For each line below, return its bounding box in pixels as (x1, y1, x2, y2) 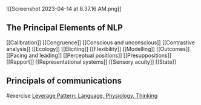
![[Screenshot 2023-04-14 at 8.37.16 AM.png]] (6, 5, 122, 12)
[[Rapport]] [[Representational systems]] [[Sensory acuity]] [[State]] (6, 58, 177, 66)
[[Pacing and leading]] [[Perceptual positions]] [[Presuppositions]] (6, 52, 171, 59)
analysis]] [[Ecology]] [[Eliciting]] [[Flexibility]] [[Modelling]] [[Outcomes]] (6, 45, 190, 52)
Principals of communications (6, 76, 122, 86)
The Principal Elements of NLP (6, 22, 123, 33)
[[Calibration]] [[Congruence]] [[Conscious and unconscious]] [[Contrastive (6, 39, 196, 46)
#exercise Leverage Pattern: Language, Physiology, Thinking (6, 92, 158, 99)
